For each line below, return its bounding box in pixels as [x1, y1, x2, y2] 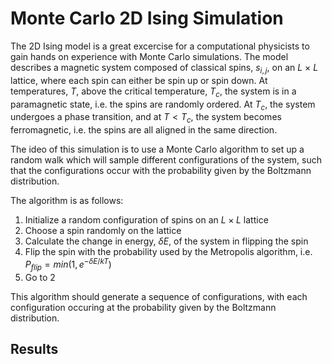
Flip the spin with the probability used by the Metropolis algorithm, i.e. [24, 246, 313, 258]
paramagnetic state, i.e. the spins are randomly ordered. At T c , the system [10, 98, 316, 112]
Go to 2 [24, 271, 56, 283]
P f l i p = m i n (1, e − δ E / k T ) [24, 257, 112, 272]
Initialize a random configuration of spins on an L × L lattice [24, 214, 269, 226]
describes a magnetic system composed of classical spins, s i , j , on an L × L [10, 61, 319, 76]
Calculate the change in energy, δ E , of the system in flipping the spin [24, 235, 309, 247]
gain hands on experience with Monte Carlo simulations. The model [10, 50, 289, 62]
